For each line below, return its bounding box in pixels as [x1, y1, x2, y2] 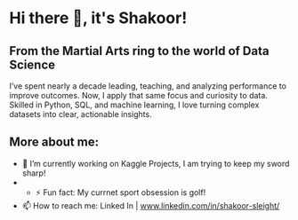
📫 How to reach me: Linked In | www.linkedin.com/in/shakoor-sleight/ [21, 200, 280, 211]
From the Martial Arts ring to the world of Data [9, 43, 270, 59]
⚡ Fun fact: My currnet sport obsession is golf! [35, 186, 206, 198]
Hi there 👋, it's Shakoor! [9, 8, 188, 28]
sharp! [21, 168, 46, 178]
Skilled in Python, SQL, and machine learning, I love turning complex [9, 99, 260, 110]
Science [9, 57, 56, 72]
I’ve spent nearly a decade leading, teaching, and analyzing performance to [9, 81, 287, 91]
